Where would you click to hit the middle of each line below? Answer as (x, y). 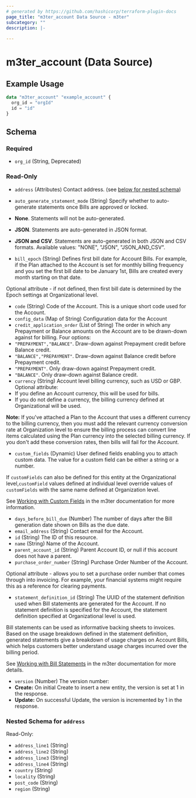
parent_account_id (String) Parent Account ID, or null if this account (96, 550)
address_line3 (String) (42, 758)
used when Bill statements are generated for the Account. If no (90, 603)
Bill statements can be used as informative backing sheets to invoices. (91, 627)
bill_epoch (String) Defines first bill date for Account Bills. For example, (101, 258)
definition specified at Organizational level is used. (75, 616)
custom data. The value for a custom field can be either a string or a (97, 459)
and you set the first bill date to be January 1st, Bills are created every (99, 271)
